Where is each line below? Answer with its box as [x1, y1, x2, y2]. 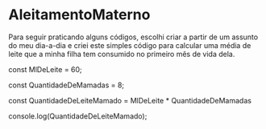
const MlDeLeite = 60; [8, 64, 82, 74]
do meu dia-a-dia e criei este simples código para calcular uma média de [8, 40, 251, 50]
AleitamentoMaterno [8, 6, 151, 24]
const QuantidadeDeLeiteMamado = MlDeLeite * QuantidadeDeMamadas [8, 95, 252, 105]
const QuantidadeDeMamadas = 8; [8, 80, 125, 90]
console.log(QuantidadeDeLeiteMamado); [8, 111, 148, 121]
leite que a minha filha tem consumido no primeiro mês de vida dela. [8, 49, 235, 58]
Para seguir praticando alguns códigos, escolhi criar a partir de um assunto [8, 32, 259, 42]
